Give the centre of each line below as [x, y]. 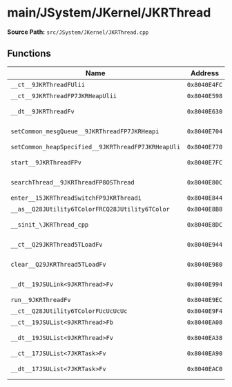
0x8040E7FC [205, 162]
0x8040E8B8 [205, 209]
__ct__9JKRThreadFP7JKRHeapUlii [64, 96]
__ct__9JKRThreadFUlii [48, 85]
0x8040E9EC [205, 300]
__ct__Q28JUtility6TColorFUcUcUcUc [69, 311]
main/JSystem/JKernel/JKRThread [109, 13]
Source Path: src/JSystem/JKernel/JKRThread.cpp [78, 32]
